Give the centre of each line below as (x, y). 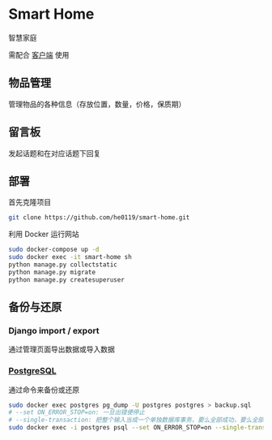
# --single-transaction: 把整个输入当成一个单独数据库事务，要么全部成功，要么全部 (136, 420)
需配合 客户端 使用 (39, 54)
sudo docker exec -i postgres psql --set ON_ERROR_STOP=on (110, 428)
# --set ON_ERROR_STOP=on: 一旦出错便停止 (77, 412)
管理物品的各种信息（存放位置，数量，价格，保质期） (97, 104)
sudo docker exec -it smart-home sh (70, 257)
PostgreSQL (32, 371)
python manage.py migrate (52, 272)
